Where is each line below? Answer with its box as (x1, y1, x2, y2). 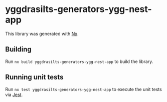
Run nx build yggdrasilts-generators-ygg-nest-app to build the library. (5, 58, 153, 64)
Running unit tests (5, 73, 64, 81)
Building (5, 45, 32, 53)
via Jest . (5, 91, 23, 97)
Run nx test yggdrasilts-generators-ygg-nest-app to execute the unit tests (5, 86, 162, 92)
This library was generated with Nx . (5, 30, 79, 36)
